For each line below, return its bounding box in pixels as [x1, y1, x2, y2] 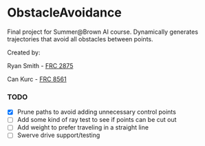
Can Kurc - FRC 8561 [7, 74, 67, 83]
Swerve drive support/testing [17, 131, 100, 139]
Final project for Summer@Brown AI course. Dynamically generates [7, 28, 198, 36]
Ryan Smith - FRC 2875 [7, 61, 74, 70]
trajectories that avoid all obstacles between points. [7, 34, 153, 43]
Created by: [7, 48, 41, 56]
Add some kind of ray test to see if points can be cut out [17, 116, 177, 124]
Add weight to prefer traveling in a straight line [17, 123, 149, 132]
